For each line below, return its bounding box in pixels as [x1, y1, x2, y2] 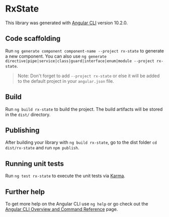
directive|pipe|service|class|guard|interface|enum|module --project [5, 59, 155, 64]
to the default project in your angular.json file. [17, 78, 115, 84]
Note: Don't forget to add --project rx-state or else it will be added [17, 73, 160, 79]
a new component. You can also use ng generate [5, 53, 107, 59]
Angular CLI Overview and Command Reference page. [5, 206, 118, 212]
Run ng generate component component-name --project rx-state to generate [5, 47, 164, 53]
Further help [5, 187, 45, 196]
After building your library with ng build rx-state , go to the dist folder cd [5, 139, 157, 145]
